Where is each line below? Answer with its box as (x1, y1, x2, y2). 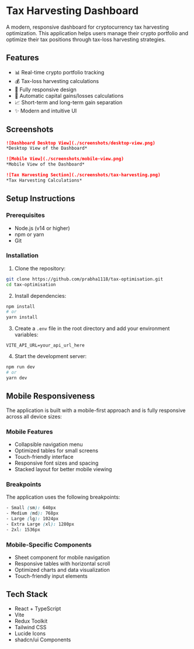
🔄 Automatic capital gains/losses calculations (14, 92, 124, 99)
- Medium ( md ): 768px (6, 510, 59, 516)
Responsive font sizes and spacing (14, 459, 99, 466)
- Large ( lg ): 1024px (6, 516, 59, 521)
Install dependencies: (14, 292, 67, 299)
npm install (6, 303, 35, 310)
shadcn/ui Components (14, 636, 71, 643)
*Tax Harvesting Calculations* (6, 177, 82, 183)
